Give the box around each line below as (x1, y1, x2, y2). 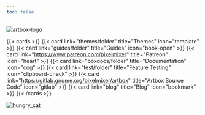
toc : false (6, 9, 34, 15)
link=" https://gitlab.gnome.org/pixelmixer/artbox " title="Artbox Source (6, 76, 184, 84)
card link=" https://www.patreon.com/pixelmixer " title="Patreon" (6, 50, 169, 58)
